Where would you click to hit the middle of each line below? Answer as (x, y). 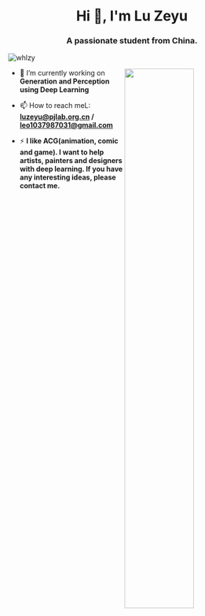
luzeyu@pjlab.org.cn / (57, 117)
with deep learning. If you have (71, 169)
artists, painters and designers (71, 161)
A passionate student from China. (132, 41)
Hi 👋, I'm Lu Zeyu (132, 16)
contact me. (40, 186)
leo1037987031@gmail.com (66, 125)
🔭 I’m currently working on (62, 73)
